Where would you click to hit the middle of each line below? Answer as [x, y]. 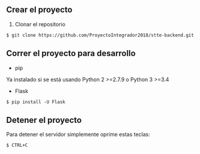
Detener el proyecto [44, 120]
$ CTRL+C [17, 146]
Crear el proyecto [40, 10]
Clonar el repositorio [40, 24]
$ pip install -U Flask [36, 102]
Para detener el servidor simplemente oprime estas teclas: [78, 134]
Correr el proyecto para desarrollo [71, 53]
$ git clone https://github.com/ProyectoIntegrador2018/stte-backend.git [100, 35]
